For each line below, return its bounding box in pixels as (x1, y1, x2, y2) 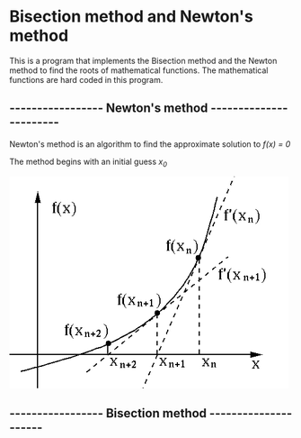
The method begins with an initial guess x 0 (9, 156, 168, 169)
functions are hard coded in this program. (9, 74, 164, 85)
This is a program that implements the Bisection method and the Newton (9, 55, 278, 66)
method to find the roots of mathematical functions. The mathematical (9, 65, 269, 76)
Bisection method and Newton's (9, 6, 253, 27)
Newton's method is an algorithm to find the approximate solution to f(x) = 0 (9, 138, 291, 150)
